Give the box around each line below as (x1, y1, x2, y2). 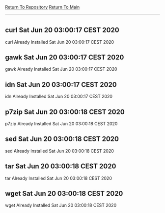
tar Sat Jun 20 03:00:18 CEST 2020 (5, 162, 116, 171)
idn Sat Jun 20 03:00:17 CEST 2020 (5, 80, 117, 89)
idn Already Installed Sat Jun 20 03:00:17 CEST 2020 (5, 93, 113, 100)
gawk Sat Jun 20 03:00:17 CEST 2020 (5, 53, 124, 61)
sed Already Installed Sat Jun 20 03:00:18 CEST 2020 (5, 148, 114, 154)
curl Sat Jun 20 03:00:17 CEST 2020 (5, 26, 119, 34)
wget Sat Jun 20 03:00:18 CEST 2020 (5, 189, 123, 198)
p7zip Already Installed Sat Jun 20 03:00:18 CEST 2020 (5, 121, 118, 127)
